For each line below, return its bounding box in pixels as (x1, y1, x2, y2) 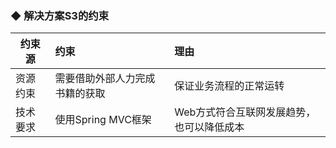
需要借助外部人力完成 (54, 72, 156, 86)
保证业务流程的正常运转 (174, 79, 285, 93)
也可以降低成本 (174, 120, 245, 134)
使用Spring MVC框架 (54, 113, 152, 127)
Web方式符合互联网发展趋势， (174, 105, 317, 119)
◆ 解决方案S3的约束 (10, 8, 110, 22)
